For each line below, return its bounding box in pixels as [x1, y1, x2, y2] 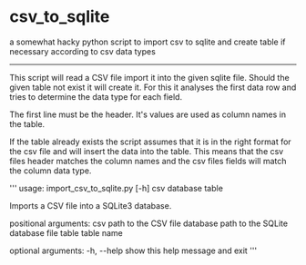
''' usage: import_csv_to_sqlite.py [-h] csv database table [9, 182, 223, 193]
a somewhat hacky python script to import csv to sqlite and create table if [9, 36, 286, 47]
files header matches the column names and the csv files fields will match [9, 155, 287, 166]
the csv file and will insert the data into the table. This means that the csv [9, 145, 284, 156]
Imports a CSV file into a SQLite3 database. [9, 200, 172, 211]
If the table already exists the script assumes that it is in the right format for [9, 136, 291, 147]
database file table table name [9, 227, 123, 238]
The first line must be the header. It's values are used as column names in [9, 109, 287, 120]
